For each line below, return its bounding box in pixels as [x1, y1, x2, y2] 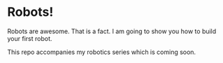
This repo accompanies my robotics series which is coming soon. [7, 48, 196, 56]
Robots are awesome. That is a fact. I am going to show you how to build [7, 27, 217, 35]
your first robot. [7, 34, 52, 42]
